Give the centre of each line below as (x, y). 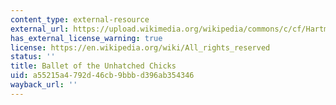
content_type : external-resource (80, 19)
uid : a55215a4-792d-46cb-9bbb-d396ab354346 (102, 76)
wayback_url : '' (44, 85)
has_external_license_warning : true (86, 38)
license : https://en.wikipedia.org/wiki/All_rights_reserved (140, 47)
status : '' (33, 57)
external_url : (40, 29)
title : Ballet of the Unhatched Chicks (93, 66)
